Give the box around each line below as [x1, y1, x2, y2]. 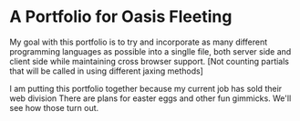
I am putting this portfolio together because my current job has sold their [9, 83, 283, 94]
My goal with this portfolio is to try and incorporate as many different [9, 36, 267, 47]
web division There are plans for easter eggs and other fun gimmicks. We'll [9, 93, 292, 104]
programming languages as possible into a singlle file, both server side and [9, 45, 292, 56]
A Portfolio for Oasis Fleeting [9, 6, 233, 27]
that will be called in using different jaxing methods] [9, 66, 203, 76]
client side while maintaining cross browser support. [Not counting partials [9, 55, 290, 66]
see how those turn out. [9, 102, 99, 113]
